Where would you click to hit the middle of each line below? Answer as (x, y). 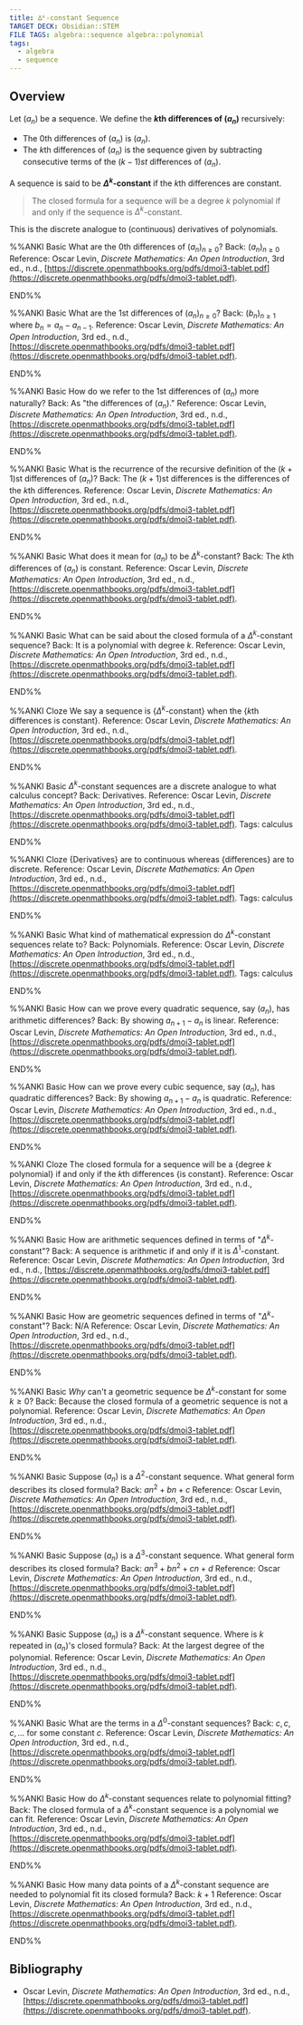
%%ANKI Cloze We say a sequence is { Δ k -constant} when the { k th (134, 710)
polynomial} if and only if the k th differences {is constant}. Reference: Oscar (151, 1174)
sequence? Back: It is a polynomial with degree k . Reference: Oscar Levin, (147, 645)
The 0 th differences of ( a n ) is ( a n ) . (86, 139)
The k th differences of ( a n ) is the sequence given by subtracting (142, 151)
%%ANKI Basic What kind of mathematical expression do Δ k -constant (140, 934)
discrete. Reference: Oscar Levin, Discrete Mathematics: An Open (132, 869)
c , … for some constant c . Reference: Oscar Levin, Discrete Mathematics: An (152, 1732)
